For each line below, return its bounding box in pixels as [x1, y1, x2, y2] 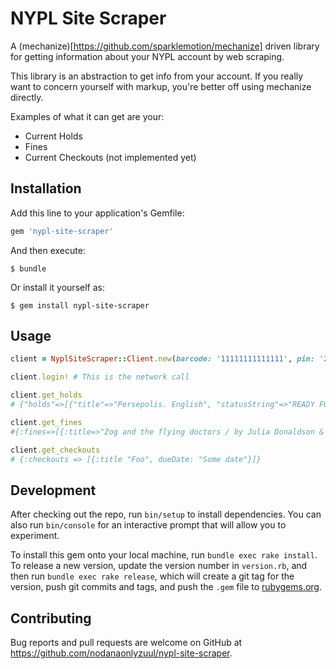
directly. [10, 91, 44, 103]
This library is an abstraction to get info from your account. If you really [10, 70, 304, 82]
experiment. [10, 530, 60, 542]
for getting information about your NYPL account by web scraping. [10, 50, 285, 62]
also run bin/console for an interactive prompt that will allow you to [10, 519, 287, 531]
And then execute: [10, 244, 86, 256]
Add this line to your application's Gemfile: [10, 207, 185, 219]
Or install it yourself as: [10, 281, 105, 293]
